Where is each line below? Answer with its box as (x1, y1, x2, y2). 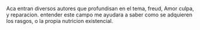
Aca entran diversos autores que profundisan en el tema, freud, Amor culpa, (6, 5, 195, 12)
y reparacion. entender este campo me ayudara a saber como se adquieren (6, 11, 193, 18)
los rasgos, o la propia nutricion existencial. (6, 18, 114, 24)
